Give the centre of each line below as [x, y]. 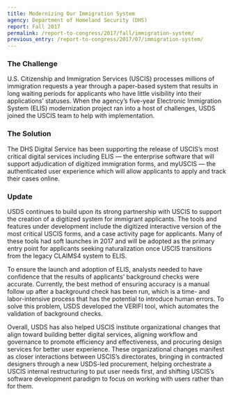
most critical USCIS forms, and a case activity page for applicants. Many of [115, 234]
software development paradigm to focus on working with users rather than [115, 379]
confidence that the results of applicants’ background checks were [103, 277]
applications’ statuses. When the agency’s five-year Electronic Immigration [114, 101]
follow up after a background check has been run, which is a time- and [109, 292]
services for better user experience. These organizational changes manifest [116, 349]
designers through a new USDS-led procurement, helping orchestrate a [110, 364]
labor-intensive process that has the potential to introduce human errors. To [116, 299]
